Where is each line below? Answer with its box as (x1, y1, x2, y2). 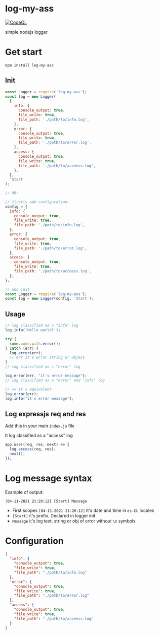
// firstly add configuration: (5, 199, 70, 204)
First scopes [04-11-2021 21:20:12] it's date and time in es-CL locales (12, 507, 155, 513)
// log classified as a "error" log (5, 364, 80, 370)
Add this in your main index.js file (5, 423, 75, 429)
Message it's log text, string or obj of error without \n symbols (12, 518, 136, 524)
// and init (5, 287, 30, 292)
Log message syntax (5, 472, 92, 484)
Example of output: (5, 489, 44, 495)
